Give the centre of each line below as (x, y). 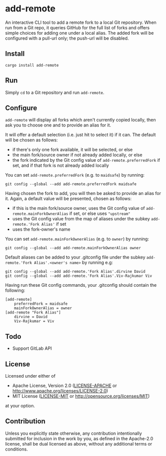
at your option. (20, 406)
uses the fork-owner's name (41, 229)
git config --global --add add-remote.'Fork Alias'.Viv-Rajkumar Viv (79, 276)
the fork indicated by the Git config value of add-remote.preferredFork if (86, 160)
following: (15, 290)
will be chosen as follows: (32, 140)
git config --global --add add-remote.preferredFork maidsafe (71, 184)
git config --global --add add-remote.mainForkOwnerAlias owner (73, 248)
